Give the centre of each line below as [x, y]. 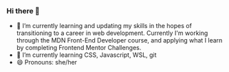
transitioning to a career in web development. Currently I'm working [112, 33]
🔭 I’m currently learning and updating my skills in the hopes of [104, 26]
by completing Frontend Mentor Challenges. [79, 48]
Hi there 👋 [23, 11]
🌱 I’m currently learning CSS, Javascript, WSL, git [86, 55]
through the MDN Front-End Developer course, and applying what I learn [119, 40]
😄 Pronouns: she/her [46, 62]
